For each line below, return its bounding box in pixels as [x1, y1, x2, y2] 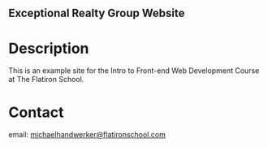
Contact [8, 103, 64, 121]
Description [8, 39, 89, 58]
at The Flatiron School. [8, 75, 84, 84]
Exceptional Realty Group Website [8, 6, 185, 20]
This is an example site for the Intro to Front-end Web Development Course [8, 66, 260, 76]
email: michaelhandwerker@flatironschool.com [8, 130, 166, 140]
